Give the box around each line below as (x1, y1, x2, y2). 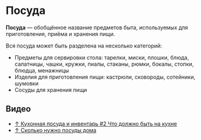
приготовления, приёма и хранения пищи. (5, 30, 115, 37)
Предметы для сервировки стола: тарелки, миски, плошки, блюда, (14, 54, 189, 61)
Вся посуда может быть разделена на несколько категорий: (5, 42, 162, 49)
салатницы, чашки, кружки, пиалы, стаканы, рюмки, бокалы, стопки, (14, 60, 194, 68)
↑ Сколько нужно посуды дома (14, 126, 97, 134)
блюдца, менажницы (14, 66, 69, 74)
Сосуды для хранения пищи (14, 86, 87, 93)
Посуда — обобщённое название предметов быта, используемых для (5, 24, 188, 31)
